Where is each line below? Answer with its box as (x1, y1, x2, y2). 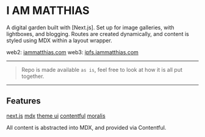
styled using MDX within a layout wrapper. (6, 37, 113, 44)
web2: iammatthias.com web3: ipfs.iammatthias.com (6, 48, 139, 55)
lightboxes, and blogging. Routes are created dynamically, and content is (6, 30, 189, 37)
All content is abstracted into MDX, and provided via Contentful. (6, 124, 167, 131)
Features (6, 96, 41, 107)
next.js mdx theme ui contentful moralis (6, 112, 106, 119)
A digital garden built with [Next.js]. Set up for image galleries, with (6, 24, 175, 31)
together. (21, 72, 45, 80)
